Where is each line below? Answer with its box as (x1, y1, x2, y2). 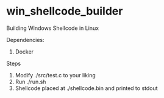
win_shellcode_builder (6, 4, 123, 18)
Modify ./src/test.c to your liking (15, 71, 96, 79)
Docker (15, 47, 34, 55)
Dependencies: (6, 36, 45, 43)
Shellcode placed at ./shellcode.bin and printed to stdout (15, 84, 158, 92)
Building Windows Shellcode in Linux (6, 24, 99, 32)
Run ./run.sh (15, 78, 46, 85)
